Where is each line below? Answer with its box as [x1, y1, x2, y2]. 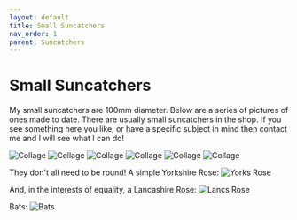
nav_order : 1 [9, 29, 58, 38]
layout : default [9, 12, 69, 22]
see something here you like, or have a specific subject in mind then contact [9, 124, 288, 134]
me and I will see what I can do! [9, 133, 124, 144]
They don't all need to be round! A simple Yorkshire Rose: [9, 167, 220, 178]
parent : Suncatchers [9, 37, 86, 47]
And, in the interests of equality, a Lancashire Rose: [9, 185, 197, 195]
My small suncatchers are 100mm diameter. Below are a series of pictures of [9, 105, 289, 116]
